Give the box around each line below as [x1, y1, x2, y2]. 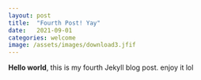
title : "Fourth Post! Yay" [8, 19, 101, 27]
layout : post [8, 11, 51, 20]
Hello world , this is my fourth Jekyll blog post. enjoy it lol [8, 63, 194, 72]
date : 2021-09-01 [8, 26, 73, 34]
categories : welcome [8, 33, 77, 42]
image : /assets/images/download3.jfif [8, 41, 136, 49]
